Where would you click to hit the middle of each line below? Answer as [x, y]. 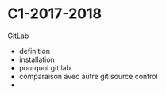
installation [37, 59]
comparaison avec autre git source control [88, 76]
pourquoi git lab [44, 67]
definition [35, 51]
